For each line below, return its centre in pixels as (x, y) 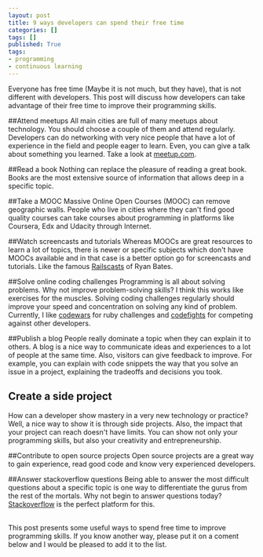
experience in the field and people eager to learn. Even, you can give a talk (129, 145)
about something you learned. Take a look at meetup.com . (102, 154)
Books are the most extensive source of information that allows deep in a (126, 177)
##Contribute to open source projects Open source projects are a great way (131, 455)
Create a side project (60, 397)
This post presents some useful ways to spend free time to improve (117, 527)
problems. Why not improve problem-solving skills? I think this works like (126, 289)
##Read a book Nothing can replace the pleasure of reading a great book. (128, 169)
